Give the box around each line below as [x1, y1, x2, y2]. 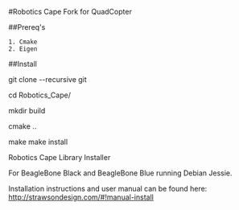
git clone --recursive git [8, 75, 87, 84]
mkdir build [8, 106, 46, 115]
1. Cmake [8, 38, 38, 46]
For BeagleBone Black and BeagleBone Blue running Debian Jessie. [8, 168, 233, 178]
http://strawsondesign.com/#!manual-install [8, 192, 155, 202]
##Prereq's [8, 23, 46, 31]
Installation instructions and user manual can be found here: [8, 184, 208, 193]
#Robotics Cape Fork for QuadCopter [8, 7, 133, 16]
